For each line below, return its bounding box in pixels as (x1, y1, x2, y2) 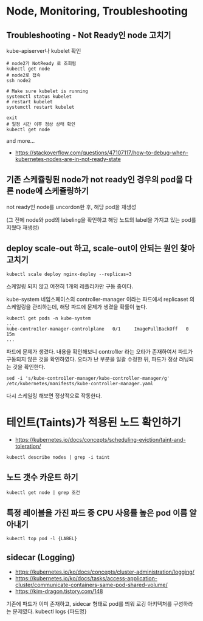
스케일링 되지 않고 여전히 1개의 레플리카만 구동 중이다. (6, 283, 134, 290)
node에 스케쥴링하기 (15, 186, 89, 196)
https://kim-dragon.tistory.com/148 (15, 588, 103, 595)
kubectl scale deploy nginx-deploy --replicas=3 (6, 271, 132, 277)
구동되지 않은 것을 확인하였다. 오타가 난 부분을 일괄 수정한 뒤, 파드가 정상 (6, 355, 178, 363)
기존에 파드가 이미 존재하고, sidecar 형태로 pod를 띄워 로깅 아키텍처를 (6, 600, 172, 607)
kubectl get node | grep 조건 (6, 490, 80, 496)
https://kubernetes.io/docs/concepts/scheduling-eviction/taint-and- (15, 436, 187, 443)
